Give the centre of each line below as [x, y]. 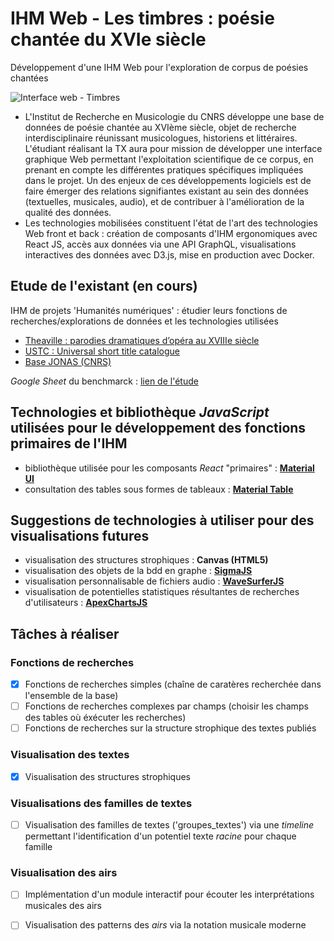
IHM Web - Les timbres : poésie [142, 18]
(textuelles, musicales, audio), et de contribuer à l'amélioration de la [164, 201]
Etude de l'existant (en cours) [104, 286]
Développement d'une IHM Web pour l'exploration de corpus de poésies [159, 67]
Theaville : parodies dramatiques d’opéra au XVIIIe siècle [142, 340]
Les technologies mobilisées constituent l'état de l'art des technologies [171, 223]
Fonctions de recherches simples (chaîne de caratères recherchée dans [173, 684]
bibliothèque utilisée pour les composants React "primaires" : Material [169, 468]
